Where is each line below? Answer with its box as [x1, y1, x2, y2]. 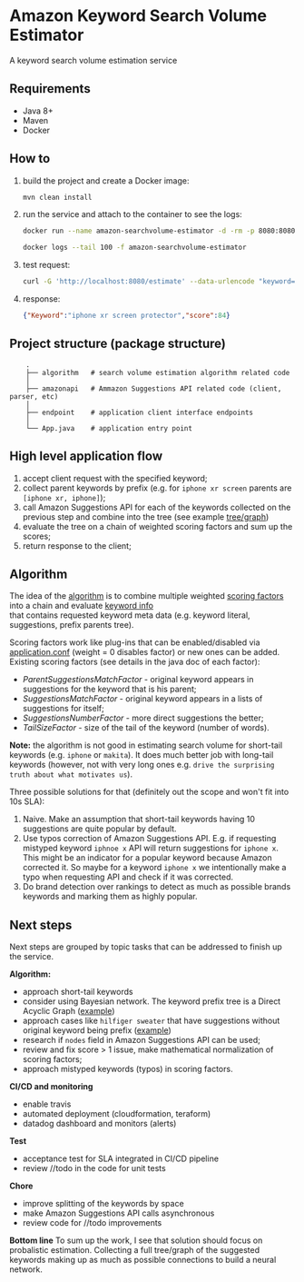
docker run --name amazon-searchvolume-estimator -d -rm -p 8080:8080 [22, 226, 296, 236]
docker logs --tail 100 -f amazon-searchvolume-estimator [22, 243, 247, 253]
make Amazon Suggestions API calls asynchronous [22, 1207, 215, 1218]
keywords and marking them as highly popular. [22, 891, 198, 902]
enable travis [22, 1098, 72, 1109]
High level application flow [9, 449, 163, 464]
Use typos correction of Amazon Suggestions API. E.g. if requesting [22, 833, 277, 844]
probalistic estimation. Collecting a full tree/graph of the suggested [9, 1245, 260, 1256]
